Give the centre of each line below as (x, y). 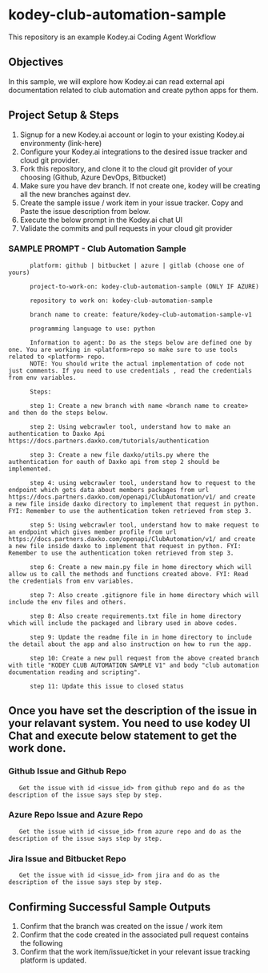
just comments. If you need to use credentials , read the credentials (130, 370)
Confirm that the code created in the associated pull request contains (134, 935)
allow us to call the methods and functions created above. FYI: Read (128, 574)
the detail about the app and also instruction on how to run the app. (130, 644)
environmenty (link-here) (61, 143)
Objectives (36, 62)
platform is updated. (53, 960)
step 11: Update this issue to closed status (106, 686)
